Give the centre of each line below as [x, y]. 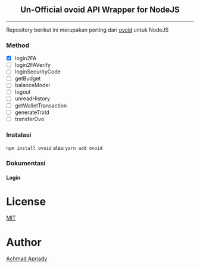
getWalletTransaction [41, 105]
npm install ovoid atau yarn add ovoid [54, 148]
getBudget [28, 78]
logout [23, 92]
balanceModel [32, 85]
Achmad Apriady [27, 258]
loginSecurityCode [38, 72]
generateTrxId [32, 112]
